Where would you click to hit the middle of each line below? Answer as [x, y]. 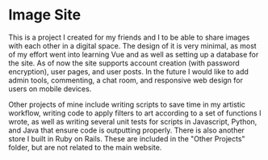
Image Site [45, 15]
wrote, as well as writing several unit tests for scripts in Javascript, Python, [133, 121]
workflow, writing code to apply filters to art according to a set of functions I [135, 113]
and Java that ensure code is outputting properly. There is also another [126, 130]
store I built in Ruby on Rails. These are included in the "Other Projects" [127, 138]
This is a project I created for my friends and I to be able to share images [129, 37]
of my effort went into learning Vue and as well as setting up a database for [134, 54]
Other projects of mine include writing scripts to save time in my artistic [127, 104]
